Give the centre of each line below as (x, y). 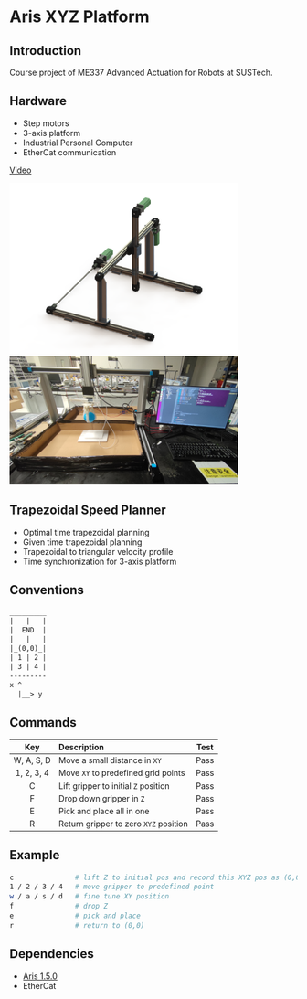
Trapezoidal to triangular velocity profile (98, 551)
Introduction (46, 51)
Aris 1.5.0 (40, 976)
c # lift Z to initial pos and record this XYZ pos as (145, 877)
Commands (43, 723)
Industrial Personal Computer (78, 143)
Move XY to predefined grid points (122, 773)
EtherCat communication (69, 152)
